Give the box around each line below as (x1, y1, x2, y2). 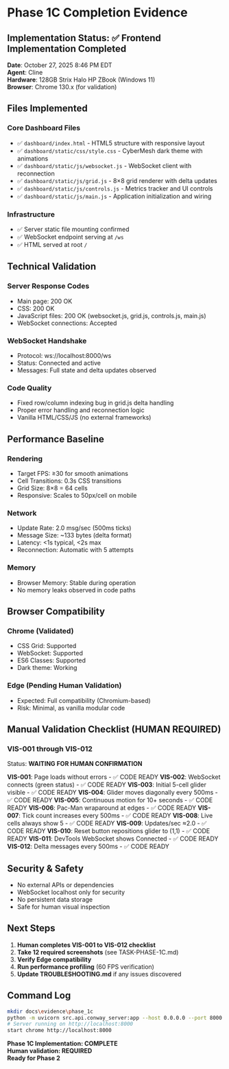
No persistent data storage (16, 896, 93, 904)
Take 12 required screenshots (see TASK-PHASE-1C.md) (16, 948, 179, 956)
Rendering (7, 454, 43, 464)
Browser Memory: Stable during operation (16, 578, 136, 587)
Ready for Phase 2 (7, 1054, 60, 1062)
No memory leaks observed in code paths (16, 586, 136, 594)
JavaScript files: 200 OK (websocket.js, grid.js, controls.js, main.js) (16, 311, 207, 320)
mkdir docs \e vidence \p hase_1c (7, 1008, 94, 1015)
